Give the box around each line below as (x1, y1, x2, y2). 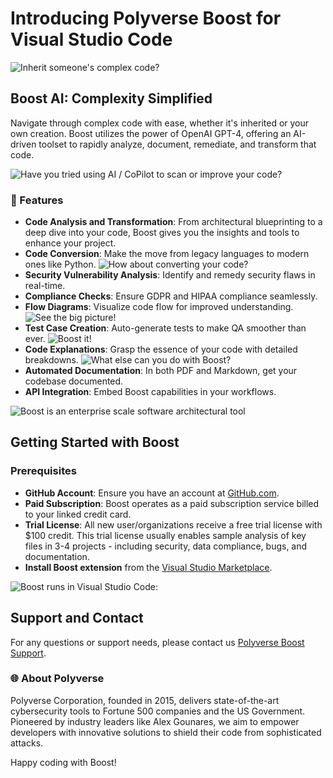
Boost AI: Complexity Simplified (10, 90, 213, 107)
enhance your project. (24, 237, 117, 249)
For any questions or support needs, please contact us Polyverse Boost (10, 636, 305, 648)
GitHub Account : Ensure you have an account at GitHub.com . (24, 487, 280, 499)
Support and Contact (10, 610, 144, 627)
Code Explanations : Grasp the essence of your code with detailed (24, 343, 298, 356)
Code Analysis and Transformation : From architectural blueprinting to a (24, 216, 323, 228)
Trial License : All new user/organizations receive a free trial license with (24, 518, 323, 531)
